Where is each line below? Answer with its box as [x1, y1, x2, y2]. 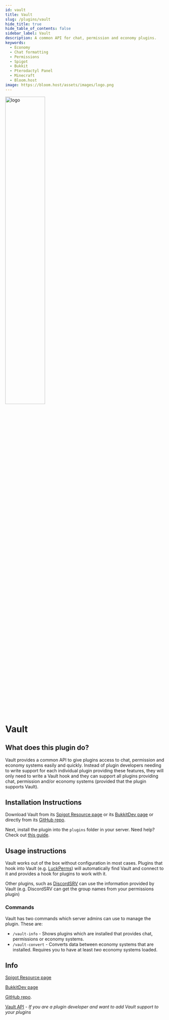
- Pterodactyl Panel [10, 69, 53, 74]
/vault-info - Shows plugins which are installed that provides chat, [12, 930, 153, 936]
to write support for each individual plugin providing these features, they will [5, 767, 164, 773]
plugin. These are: [5, 921, 43, 927]
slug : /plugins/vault [5, 17, 51, 22]
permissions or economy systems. [12, 936, 84, 942]
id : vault [5, 7, 26, 13]
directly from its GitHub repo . [5, 817, 66, 823]
